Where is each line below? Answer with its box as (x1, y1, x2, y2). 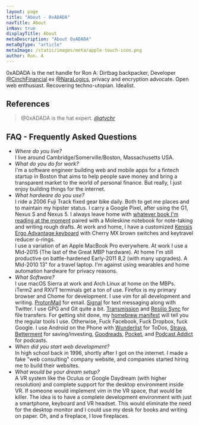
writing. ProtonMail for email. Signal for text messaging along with (14, 299, 176, 306)
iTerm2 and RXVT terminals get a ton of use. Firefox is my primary (14, 286, 177, 294)
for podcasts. (14, 337, 48, 344)
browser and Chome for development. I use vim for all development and (14, 293, 191, 300)
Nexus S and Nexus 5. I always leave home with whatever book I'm (14, 211, 179, 218)
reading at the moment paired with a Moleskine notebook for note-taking (14, 217, 193, 224)
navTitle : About (6, 20, 46, 26)
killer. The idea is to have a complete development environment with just (14, 394, 192, 401)
